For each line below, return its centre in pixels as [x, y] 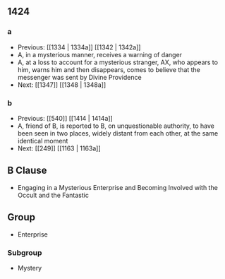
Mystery [30, 268]
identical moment [43, 141]
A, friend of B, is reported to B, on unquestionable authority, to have [116, 126]
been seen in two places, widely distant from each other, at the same [118, 133]
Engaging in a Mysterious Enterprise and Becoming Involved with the [118, 187]
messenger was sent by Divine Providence [80, 77]
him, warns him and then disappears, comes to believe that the [109, 69]
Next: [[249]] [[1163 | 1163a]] [59, 148]
